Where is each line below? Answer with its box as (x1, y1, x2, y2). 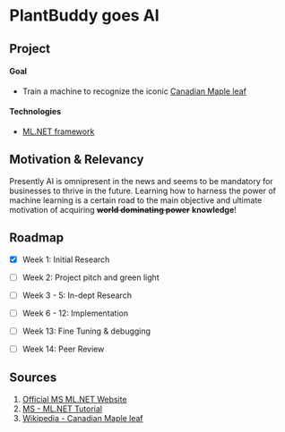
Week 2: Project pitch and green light (22, 272, 160, 283)
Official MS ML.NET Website (22, 394, 127, 404)
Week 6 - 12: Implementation (22, 308, 129, 318)
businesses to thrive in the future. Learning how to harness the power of (9, 185, 276, 196)
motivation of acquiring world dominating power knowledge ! (9, 204, 237, 215)
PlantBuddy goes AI (9, 5, 160, 26)
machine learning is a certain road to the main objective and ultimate (9, 194, 263, 206)
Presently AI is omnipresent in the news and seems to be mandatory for (9, 175, 273, 186)
